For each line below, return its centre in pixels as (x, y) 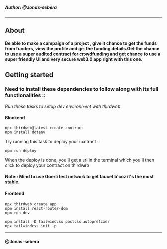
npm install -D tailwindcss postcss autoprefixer (58, 221)
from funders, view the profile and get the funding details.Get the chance (82, 48)
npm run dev (17, 213)
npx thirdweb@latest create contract (44, 128)
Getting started (29, 75)
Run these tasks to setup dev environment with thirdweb (63, 106)
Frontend (15, 193)
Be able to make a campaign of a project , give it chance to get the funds (81, 43)
